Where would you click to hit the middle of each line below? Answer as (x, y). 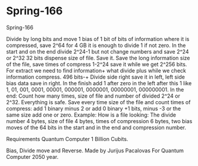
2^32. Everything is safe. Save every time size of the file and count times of (98, 102)
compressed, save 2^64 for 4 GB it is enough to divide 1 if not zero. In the (96, 45)
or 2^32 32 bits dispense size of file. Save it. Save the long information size (98, 58)
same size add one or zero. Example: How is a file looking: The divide (91, 115)
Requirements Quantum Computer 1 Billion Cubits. (67, 139)
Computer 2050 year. (32, 156)
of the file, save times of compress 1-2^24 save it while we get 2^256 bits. (97, 64)
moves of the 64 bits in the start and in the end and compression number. (96, 127)
